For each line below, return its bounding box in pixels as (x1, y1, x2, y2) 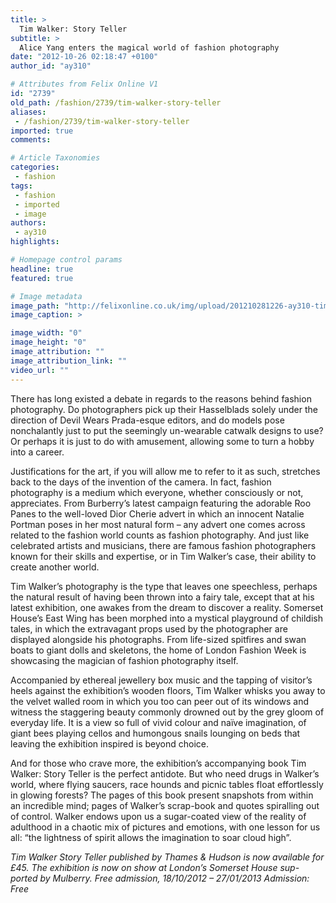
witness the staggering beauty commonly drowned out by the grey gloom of (10, 706, 325, 718)
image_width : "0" (10, 328, 83, 338)
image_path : (10, 301, 60, 311)
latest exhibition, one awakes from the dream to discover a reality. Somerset (10, 601, 324, 613)
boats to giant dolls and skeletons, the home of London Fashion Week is (10, 644, 307, 656)
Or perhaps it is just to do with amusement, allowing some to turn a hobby (10, 435, 315, 447)
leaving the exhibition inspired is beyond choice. (10, 737, 209, 750)
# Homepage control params (10, 255, 123, 265)
